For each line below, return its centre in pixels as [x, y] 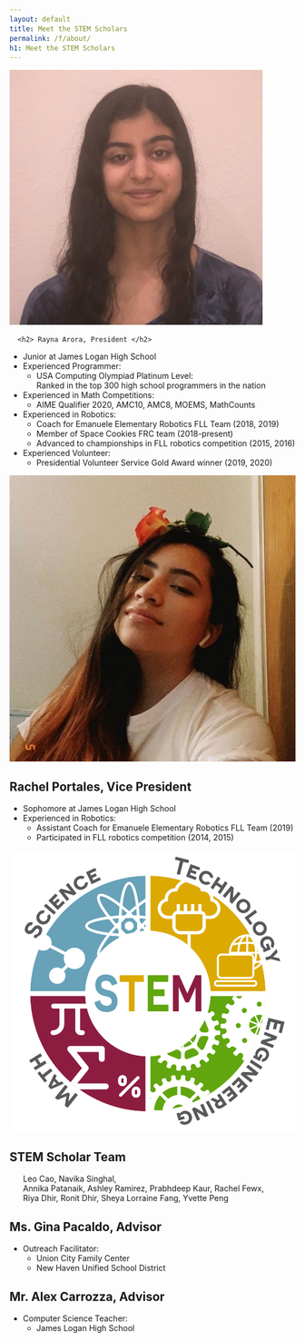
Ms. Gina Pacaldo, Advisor [85, 1227]
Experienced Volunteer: [66, 453]
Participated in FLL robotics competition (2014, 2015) [135, 838]
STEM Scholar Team [68, 1157]
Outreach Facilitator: [61, 1248]
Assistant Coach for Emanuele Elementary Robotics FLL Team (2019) [165, 828]
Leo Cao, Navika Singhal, [69, 1179]
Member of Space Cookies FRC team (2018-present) [135, 434]
